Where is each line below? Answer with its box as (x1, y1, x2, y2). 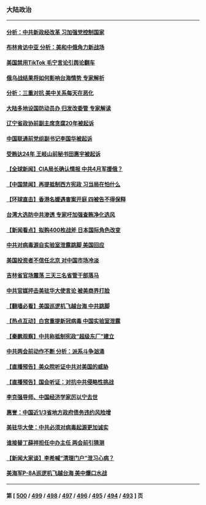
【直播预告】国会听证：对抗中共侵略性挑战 (6, 378, 114, 385)
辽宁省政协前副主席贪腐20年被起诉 (6, 120, 94, 127)
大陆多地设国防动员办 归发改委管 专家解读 (6, 104, 112, 112)
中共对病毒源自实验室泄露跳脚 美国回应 (6, 241, 105, 249)
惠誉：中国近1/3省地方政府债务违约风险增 (6, 409, 112, 416)
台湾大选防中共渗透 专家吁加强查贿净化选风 (6, 211, 115, 219)
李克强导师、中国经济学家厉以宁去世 (6, 393, 98, 401)
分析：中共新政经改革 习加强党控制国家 (6, 28, 105, 36)
